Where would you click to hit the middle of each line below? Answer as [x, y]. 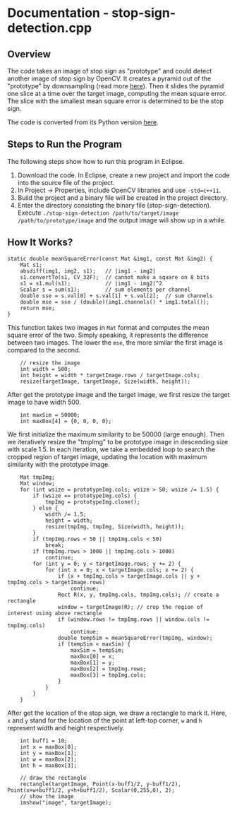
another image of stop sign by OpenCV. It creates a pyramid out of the [109, 78]
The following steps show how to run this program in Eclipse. [96, 161]
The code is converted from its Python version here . [83, 122]
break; [55, 545]
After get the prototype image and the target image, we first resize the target [119, 394]
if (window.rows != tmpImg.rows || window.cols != [134, 619]
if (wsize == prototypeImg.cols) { [85, 496]
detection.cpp [50, 28]
